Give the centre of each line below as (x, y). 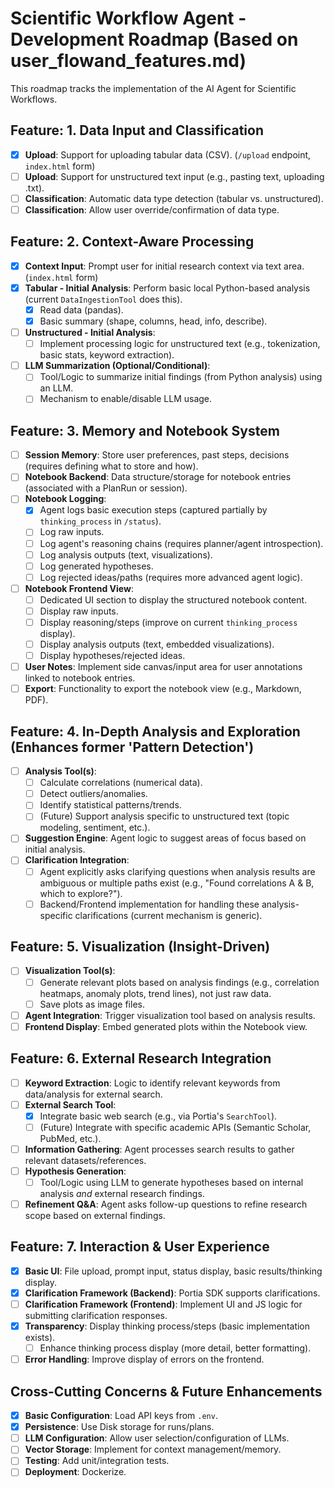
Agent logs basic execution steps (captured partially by (153, 510)
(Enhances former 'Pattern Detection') (132, 747)
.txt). (34, 188)
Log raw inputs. (72, 532)
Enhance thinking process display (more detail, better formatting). (175, 1348)
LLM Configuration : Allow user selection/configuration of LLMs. (157, 1438)
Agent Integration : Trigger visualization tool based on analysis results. (170, 1015)
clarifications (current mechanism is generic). (168, 915)
